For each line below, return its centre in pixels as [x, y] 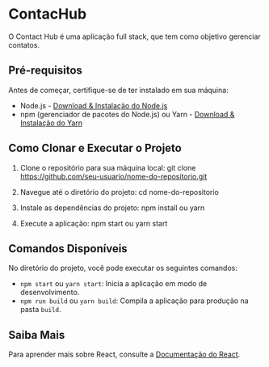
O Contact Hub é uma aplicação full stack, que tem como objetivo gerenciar [134, 36]
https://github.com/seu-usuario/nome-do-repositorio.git [113, 176]
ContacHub [48, 14]
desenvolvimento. [50, 293]
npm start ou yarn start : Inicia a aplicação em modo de [113, 284]
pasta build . [41, 310]
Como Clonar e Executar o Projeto [95, 148]
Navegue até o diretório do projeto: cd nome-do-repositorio [120, 192]
